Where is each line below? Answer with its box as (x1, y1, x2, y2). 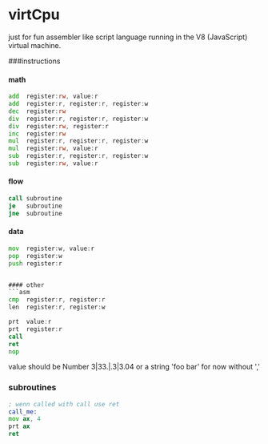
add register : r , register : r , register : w (8, 100, 149, 108)
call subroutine (8, 195, 62, 203)
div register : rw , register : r (8, 122, 110, 130)
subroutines (8, 382, 57, 394)
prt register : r (8, 325, 62, 333)
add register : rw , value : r (8, 92, 98, 101)
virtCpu (8, 6, 60, 24)
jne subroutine (8, 209, 62, 217)
